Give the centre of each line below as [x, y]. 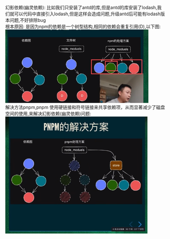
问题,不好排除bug [28, 20]
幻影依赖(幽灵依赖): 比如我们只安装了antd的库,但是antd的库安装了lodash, [81, 7]
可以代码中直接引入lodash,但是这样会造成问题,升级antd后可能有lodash [87, 14]
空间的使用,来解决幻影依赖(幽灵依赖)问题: [48, 114]
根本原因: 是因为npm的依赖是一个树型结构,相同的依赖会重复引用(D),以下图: [83, 26]
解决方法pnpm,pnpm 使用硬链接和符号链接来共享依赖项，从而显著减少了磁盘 [85, 107]
